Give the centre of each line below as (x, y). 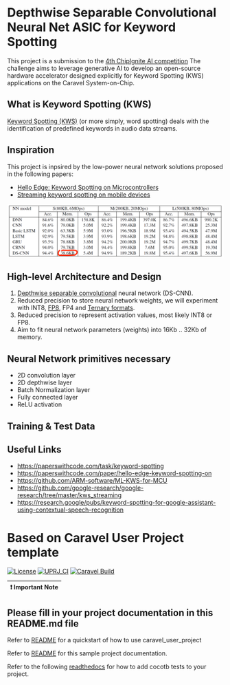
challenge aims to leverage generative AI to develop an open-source (104, 68)
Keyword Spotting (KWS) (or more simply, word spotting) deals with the (108, 121)
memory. (30, 337)
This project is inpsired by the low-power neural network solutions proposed (115, 166)
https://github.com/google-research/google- (80, 488)
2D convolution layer (46, 376)
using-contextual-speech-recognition (70, 510)
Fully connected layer (47, 398)
